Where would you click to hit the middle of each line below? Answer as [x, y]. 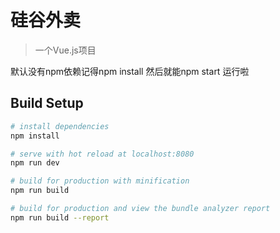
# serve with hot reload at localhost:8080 [102, 154]
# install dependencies [60, 126]
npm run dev [35, 163]
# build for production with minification [100, 181]
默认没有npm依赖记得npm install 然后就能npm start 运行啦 [130, 71]
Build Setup [47, 103]
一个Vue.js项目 [65, 50]
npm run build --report [60, 217]
